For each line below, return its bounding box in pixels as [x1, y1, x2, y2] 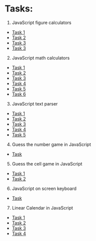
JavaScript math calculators [11, 54, 70, 60]
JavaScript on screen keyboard [11, 185, 77, 191]
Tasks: [4, 3, 33, 14]
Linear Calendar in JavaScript [11, 204, 73, 210]
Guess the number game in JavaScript [11, 141, 91, 147]
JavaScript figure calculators [11, 19, 71, 25]
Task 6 [11, 91, 26, 97]
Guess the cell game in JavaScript [11, 160, 82, 166]
